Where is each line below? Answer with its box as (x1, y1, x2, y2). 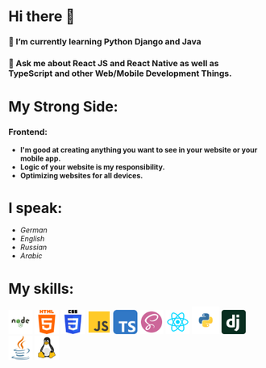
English (19, 234, 45, 244)
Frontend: (8, 127, 48, 138)
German (19, 225, 48, 235)
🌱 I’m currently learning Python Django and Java (8, 36, 202, 48)
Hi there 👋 (8, 7, 75, 26)
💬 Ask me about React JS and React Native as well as (8, 58, 219, 69)
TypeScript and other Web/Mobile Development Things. (8, 68, 232, 79)
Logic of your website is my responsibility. (19, 161, 165, 172)
